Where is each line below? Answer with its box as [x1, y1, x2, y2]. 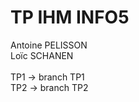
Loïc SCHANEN [10, 49, 74, 61]
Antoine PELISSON [10, 39, 88, 51]
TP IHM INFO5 [10, 6, 130, 29]
